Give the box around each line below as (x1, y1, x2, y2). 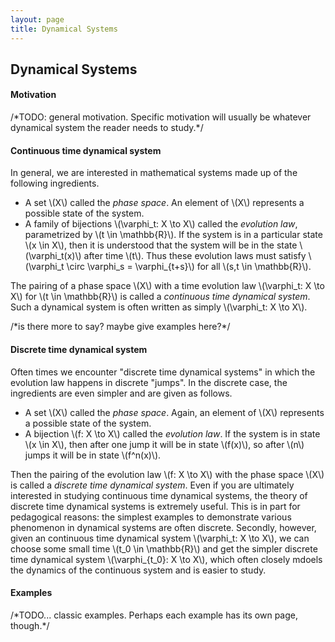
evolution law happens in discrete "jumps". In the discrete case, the (10, 376, 288, 388)
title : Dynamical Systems (10, 24, 118, 34)
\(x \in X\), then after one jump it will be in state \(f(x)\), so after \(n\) (24, 438, 305, 450)
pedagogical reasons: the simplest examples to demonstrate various (10, 511, 292, 523)
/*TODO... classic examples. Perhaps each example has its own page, (10, 609, 299, 621)
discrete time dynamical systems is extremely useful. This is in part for (10, 500, 301, 512)
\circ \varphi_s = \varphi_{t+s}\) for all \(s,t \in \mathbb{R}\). (66, 261, 312, 273)
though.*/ (10, 619, 50, 631)
